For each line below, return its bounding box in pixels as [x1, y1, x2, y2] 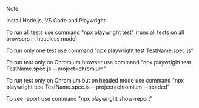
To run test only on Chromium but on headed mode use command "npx [6, 77, 184, 84]
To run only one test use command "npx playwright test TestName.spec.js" [6, 47, 194, 54]
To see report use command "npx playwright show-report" [6, 95, 153, 102]
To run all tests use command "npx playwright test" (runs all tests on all [6, 29, 184, 36]
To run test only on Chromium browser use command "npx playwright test [6, 59, 191, 66]
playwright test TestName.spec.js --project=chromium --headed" [6, 83, 170, 90]
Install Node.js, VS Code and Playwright [6, 17, 106, 24]
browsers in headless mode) [6, 35, 78, 42]
